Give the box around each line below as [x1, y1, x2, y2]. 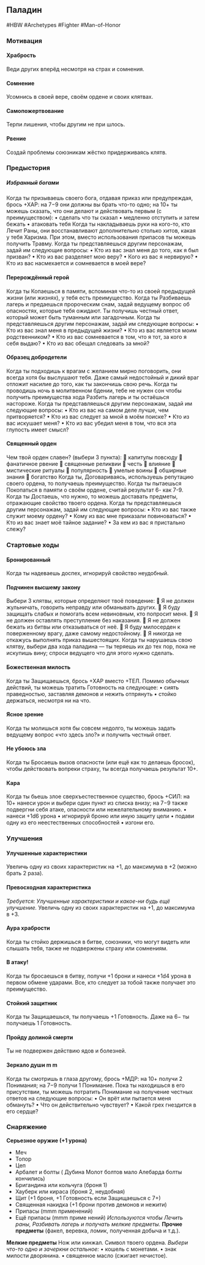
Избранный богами [6, 179, 59, 187]
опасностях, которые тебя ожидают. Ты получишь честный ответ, [6, 307, 179, 314]
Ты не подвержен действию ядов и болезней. [6, 1047, 127, 1054]
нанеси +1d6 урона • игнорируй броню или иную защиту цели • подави [6, 813, 195, 820]
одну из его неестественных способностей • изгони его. [6, 819, 155, 826]
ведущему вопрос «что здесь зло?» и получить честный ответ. [6, 730, 171, 738]
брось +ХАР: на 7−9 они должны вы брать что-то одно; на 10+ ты [6, 201, 178, 208]
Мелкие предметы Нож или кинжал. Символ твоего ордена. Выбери [6, 1239, 188, 1246]
